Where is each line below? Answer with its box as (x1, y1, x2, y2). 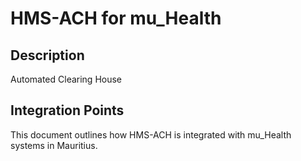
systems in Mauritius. (10, 139, 98, 151)
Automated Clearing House (10, 73, 123, 85)
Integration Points (10, 102, 125, 119)
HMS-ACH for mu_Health (10, 7, 222, 30)
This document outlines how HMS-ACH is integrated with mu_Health (10, 128, 292, 141)
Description (10, 47, 85, 64)
